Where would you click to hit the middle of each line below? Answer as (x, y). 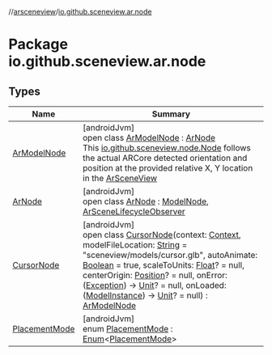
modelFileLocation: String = (135, 245)
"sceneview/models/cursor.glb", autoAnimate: (170, 255)
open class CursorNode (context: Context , (161, 235)
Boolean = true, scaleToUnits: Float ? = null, (163, 265)
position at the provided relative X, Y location (168, 168)
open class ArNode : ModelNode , (145, 201)
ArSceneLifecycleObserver (134, 211)
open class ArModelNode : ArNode (149, 138)
